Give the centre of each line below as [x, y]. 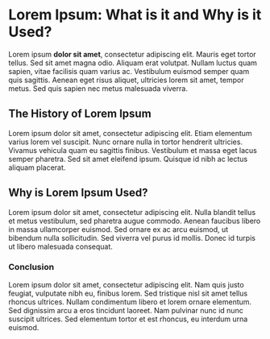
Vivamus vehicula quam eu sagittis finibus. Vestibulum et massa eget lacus [133, 150]
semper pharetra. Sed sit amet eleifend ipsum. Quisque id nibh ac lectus [128, 159]
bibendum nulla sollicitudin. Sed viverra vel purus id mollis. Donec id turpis [132, 238]
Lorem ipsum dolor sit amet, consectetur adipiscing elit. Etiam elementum [130, 133]
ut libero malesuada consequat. [60, 246]
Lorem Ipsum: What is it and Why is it [135, 15]
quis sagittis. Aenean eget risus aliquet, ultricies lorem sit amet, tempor [126, 80]
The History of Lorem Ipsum [80, 114]
